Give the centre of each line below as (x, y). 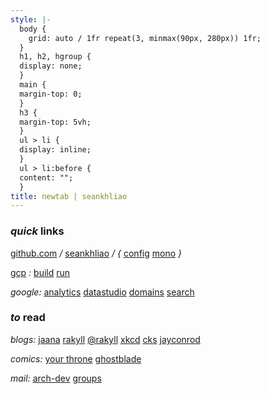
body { (33, 29)
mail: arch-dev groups (56, 378)
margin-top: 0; (51, 94)
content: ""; (46, 177)
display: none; (51, 66)
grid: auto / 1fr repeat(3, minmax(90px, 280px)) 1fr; (145, 38)
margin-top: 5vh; (55, 122)
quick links (37, 231)
